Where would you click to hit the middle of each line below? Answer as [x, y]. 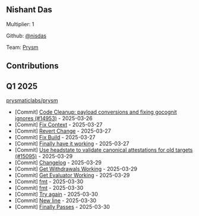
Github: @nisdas [26, 36]
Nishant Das [29, 10]
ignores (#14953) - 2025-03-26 [54, 118]
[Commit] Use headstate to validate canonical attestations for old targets [104, 150]
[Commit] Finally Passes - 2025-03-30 [62, 207]
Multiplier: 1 [20, 24]
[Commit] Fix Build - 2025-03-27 [55, 137]
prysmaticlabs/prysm [32, 101]
